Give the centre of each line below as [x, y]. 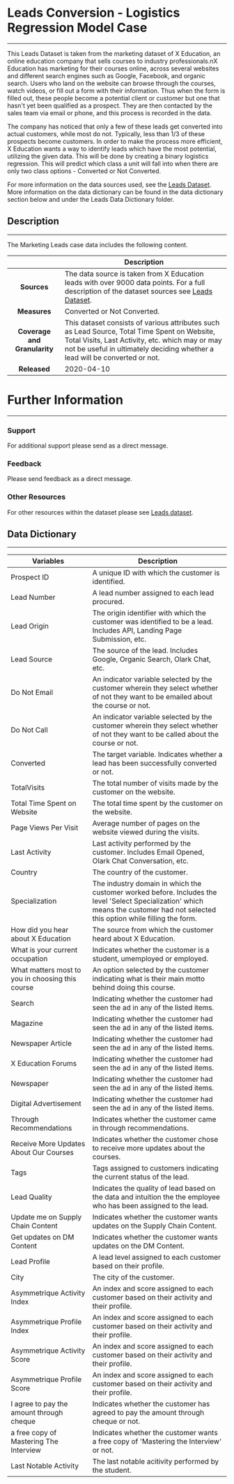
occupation [29, 959]
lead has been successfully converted [155, 763]
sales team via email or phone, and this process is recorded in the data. [110, 112]
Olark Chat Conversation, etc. [141, 861]
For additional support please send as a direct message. [88, 446]
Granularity [34, 348]
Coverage [34, 331]
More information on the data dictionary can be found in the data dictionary [115, 192]
